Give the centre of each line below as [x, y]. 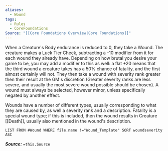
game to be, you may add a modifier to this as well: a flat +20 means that [80, 63]
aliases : [14, 10]
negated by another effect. [33, 95]
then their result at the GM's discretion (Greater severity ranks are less [78, 79]
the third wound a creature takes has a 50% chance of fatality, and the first [83, 69]
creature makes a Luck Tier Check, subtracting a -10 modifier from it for [79, 53]
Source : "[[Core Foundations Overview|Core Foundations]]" [68, 33]
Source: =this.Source [28, 144]
